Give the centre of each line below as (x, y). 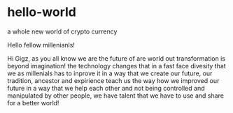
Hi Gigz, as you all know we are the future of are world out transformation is (116, 58)
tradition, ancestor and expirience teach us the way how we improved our (113, 80)
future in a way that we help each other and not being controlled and (106, 88)
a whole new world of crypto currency (62, 31)
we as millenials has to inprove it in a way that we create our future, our (110, 73)
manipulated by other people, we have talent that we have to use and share (115, 96)
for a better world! (33, 103)
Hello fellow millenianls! (41, 45)
